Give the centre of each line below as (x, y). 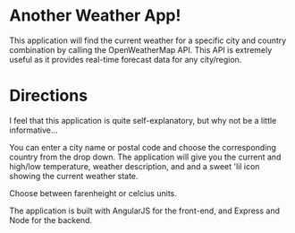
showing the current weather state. (74, 176)
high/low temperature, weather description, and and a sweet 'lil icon (135, 166)
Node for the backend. (51, 220)
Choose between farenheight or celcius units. (93, 193)
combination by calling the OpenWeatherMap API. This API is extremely (141, 49)
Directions (48, 96)
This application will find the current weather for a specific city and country (148, 40)
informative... (34, 130)
